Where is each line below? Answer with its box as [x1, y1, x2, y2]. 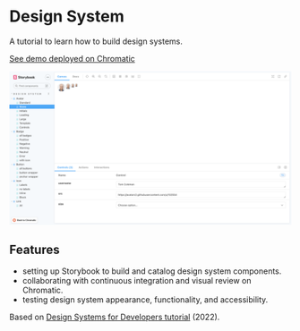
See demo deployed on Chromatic [9, 53, 136, 64]
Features [9, 242, 60, 257]
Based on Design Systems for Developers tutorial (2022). [9, 311, 220, 323]
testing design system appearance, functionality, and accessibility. [21, 294, 269, 305]
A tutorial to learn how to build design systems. [9, 36, 184, 47]
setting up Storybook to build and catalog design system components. [21, 266, 282, 276]
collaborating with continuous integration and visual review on [21, 276, 252, 286]
